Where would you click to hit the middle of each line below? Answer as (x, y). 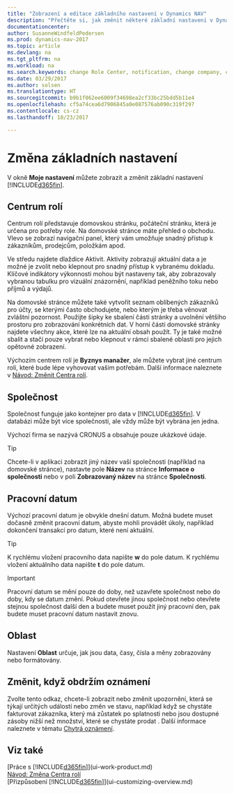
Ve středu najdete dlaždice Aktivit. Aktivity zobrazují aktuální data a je (107, 259)
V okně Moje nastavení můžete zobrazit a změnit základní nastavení (105, 177)
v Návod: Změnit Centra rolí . (48, 375)
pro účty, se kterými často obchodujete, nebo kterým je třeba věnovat (107, 310)
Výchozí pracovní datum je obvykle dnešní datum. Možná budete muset (110, 515)
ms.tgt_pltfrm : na (34, 59)
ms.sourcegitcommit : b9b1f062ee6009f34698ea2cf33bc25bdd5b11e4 (101, 98)
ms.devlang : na (29, 53)
